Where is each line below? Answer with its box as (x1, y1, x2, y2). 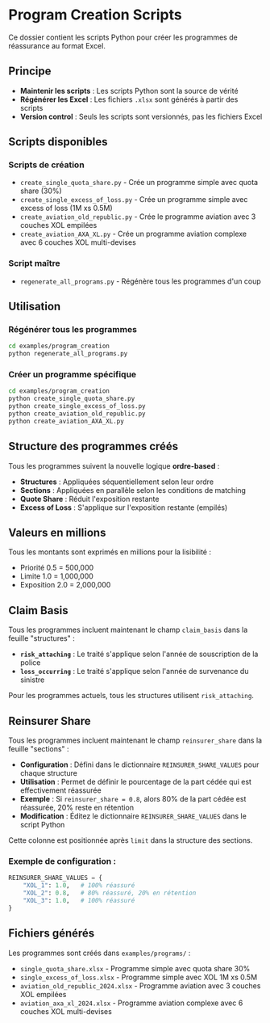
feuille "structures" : (8, 634, 75, 643)
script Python (19, 820, 65, 830)
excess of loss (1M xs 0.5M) (19, 204, 113, 213)
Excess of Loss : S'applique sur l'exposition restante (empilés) (19, 503, 228, 512)
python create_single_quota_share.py (8, 394, 135, 403)
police (19, 658, 41, 667)
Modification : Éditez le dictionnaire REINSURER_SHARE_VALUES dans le (19, 811, 247, 821)
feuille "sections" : (8, 744, 70, 754)
